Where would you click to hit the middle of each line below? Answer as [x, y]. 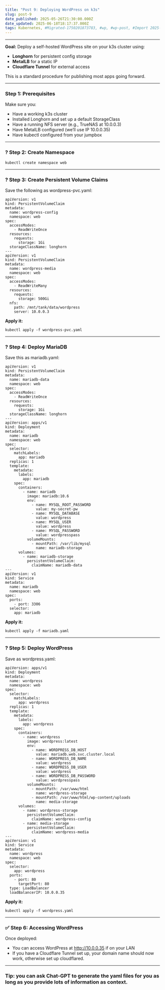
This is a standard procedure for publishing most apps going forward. [75, 76]
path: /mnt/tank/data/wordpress [47, 307]
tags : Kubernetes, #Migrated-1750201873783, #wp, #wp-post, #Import [77, 28]
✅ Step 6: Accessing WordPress [44, 927]
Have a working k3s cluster [40, 114]
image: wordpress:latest [52, 741]
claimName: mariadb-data [57, 566]
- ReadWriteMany [31, 286]
